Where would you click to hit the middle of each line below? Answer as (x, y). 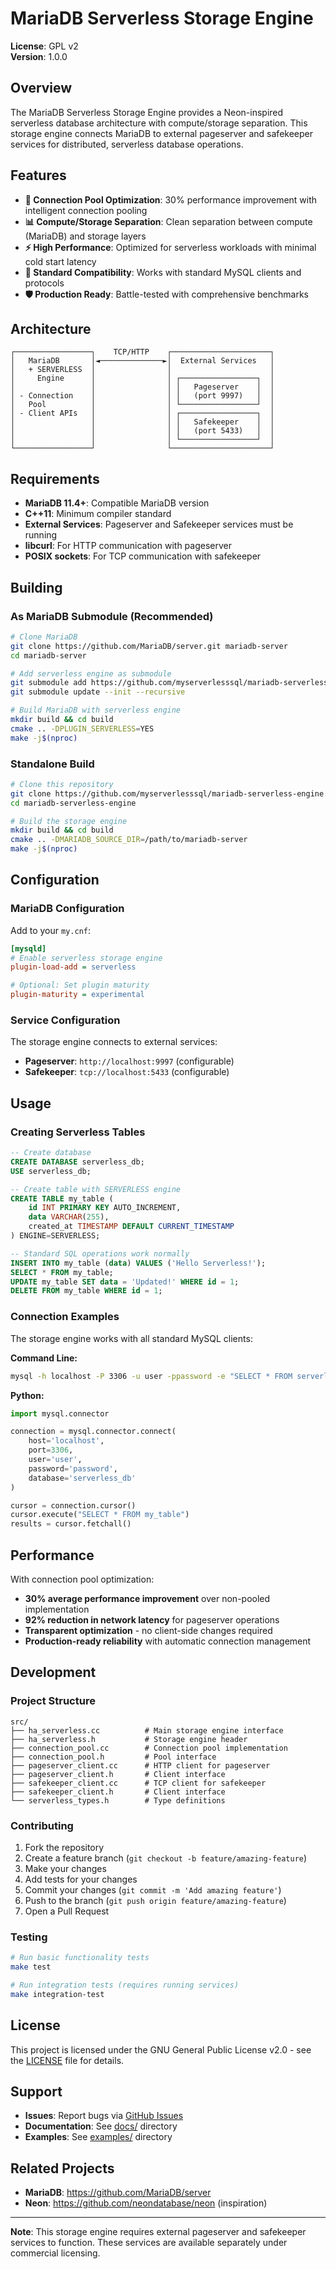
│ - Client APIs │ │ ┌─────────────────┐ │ (142, 413)
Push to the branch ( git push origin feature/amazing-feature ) (155, 1900)
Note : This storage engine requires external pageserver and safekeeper (158, 2232)
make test (31, 1967)
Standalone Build (52, 764)
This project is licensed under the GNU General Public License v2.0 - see (161, 2049)
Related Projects (62, 2168)
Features (38, 175)
